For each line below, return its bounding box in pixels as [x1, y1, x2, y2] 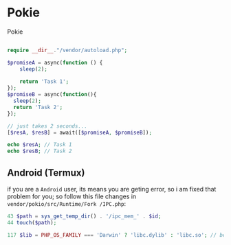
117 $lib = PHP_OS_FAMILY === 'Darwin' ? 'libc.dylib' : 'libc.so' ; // [7, 231, 217, 238]
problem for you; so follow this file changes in [7, 192, 137, 200]
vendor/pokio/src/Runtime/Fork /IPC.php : [7, 200, 126, 207]
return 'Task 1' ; [19, 78, 69, 85]
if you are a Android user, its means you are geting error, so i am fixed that [7, 185, 217, 193]
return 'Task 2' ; [13, 104, 63, 110]
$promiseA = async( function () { [7, 59, 103, 66]
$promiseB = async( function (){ [7, 91, 97, 98]
